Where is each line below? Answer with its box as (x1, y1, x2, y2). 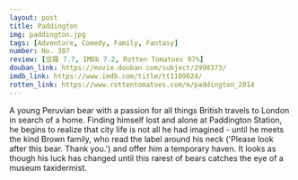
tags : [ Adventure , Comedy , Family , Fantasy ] (9, 38, 179, 48)
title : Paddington (9, 22, 78, 31)
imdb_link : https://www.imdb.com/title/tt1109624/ (9, 72, 203, 81)
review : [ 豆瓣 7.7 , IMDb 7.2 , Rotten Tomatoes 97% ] (9, 55, 205, 64)
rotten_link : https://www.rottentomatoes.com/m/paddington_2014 (9, 80, 255, 89)
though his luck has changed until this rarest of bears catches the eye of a (9, 152, 285, 163)
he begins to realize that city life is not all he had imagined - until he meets (9, 123, 285, 135)
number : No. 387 (9, 47, 70, 56)
